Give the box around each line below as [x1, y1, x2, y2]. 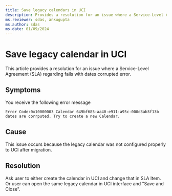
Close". [5, 186, 20, 192]
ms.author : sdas [5, 21, 40, 27]
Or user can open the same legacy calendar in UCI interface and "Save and [5, 180, 164, 187]
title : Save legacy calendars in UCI [5, 7, 86, 13]
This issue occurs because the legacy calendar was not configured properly [5, 141, 166, 147]
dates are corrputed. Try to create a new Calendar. [5, 114, 120, 119]
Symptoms [5, 85, 41, 95]
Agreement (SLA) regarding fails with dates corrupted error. [5, 71, 132, 77]
